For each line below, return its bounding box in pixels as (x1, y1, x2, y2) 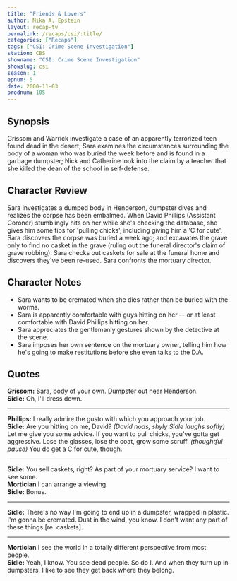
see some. (7, 473, 37, 481)
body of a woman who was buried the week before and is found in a (7, 149, 205, 158)
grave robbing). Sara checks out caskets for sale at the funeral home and (7, 248, 220, 257)
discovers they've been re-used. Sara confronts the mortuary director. (7, 256, 212, 264)
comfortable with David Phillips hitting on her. (17, 317, 150, 326)
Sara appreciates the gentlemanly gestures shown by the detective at (17, 325, 220, 334)
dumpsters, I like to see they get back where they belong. (7, 566, 174, 575)
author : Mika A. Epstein (7, 17, 80, 24)
